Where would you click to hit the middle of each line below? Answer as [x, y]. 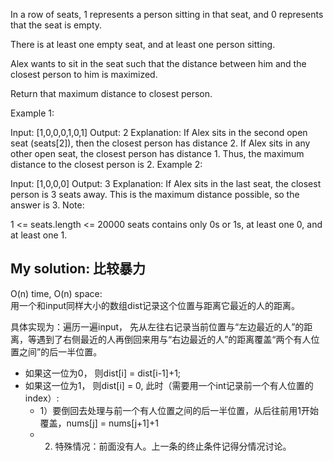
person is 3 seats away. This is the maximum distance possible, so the [155, 194]
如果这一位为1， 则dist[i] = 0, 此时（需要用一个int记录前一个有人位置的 [169, 385]
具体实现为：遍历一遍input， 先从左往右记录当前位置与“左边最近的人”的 [157, 326]
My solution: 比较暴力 [78, 269]
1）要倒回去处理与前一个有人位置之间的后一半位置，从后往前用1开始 [179, 410]
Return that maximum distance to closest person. [111, 93]
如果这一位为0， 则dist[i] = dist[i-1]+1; [103, 373]
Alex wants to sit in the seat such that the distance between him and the [158, 63]
